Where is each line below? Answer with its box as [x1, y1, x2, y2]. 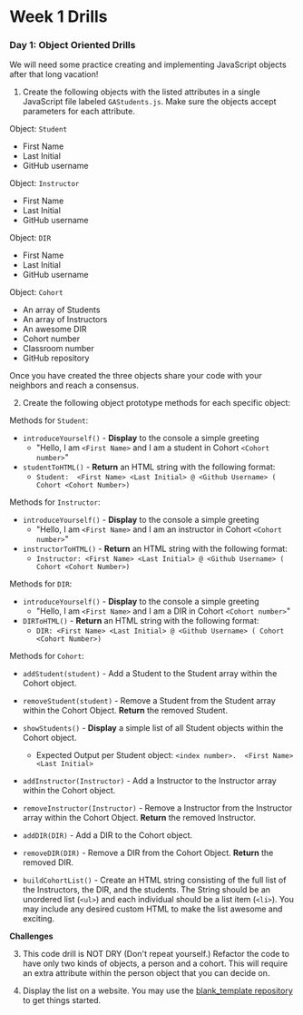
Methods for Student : [9, 415, 89, 426]
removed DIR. [22, 857, 74, 868]
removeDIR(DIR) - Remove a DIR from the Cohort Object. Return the [22, 847, 274, 859]
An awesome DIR [22, 324, 87, 335]
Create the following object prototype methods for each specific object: [22, 398, 291, 409]
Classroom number [22, 343, 94, 354]
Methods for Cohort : [9, 651, 84, 662]
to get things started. [22, 995, 102, 1006]
